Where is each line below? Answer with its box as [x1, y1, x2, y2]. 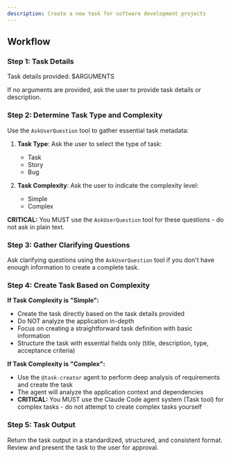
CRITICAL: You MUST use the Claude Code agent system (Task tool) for [17, 396, 224, 404]
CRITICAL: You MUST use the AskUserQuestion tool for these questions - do [7, 215, 224, 224]
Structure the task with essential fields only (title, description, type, [17, 339, 209, 347]
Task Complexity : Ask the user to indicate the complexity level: [17, 181, 199, 189]
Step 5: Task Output [7, 420, 76, 430]
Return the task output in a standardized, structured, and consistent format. [7, 436, 223, 444]
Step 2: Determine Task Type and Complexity [7, 110, 163, 120]
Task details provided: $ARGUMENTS [7, 72, 114, 80]
